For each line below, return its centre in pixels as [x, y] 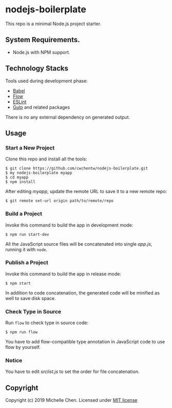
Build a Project [24, 214]
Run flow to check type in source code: [47, 323]
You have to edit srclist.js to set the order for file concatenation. [72, 372]
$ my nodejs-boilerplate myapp [39, 173]
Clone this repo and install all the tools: [46, 159]
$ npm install [21, 182]
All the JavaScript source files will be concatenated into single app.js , [79, 244]
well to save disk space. [31, 298]
